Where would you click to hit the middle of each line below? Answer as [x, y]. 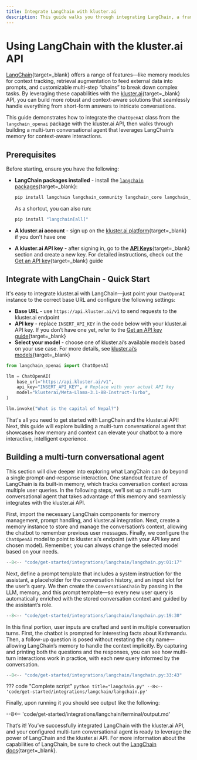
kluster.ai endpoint [37, 317]
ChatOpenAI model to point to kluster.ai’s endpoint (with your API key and [93, 539]
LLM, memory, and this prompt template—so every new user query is [90, 592]
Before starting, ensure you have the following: [62, 169]
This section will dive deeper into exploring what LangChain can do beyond [97, 471]
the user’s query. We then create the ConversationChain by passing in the [94, 586]
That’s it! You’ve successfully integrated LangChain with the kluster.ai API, [95, 726]
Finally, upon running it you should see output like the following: [83, 703]
